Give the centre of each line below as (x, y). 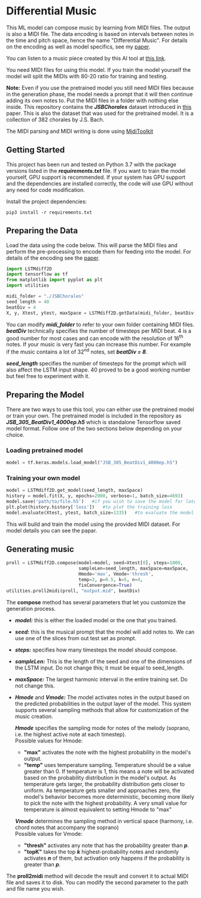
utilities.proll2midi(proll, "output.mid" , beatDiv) (73, 590)
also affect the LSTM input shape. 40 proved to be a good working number (98, 370)
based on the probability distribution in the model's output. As (100, 777)
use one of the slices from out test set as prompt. (75, 638)
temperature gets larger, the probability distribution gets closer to (104, 784)
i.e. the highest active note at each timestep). (71, 734)
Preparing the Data (42, 231)
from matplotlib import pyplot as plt (54, 280)
